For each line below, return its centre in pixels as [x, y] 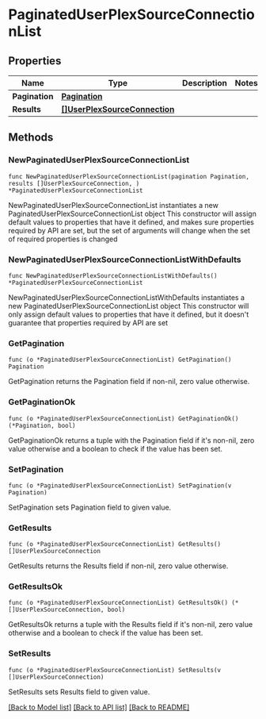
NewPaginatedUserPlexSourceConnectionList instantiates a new [114, 205]
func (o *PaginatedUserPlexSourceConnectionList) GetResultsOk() [118, 603]
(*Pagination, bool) [42, 425]
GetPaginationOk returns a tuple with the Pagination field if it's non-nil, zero [131, 440]
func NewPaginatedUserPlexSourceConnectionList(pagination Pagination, [129, 176]
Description [205, 83]
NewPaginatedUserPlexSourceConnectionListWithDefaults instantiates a [127, 297]
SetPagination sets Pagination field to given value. [90, 507]
